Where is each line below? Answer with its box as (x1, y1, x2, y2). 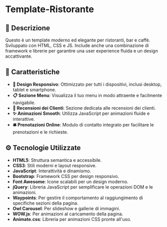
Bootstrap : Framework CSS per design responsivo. (12, 173, 119, 179)
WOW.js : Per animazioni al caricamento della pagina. (12, 211, 123, 217)
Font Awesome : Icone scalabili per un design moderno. (12, 178, 129, 185)
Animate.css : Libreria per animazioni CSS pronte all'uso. (12, 216, 132, 222)
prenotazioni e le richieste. (12, 129, 68, 135)
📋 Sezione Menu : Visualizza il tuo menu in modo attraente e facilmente (12, 92, 162, 98)
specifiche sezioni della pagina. (12, 200, 78, 206)
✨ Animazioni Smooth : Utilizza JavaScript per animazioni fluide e (12, 110, 150, 116)
